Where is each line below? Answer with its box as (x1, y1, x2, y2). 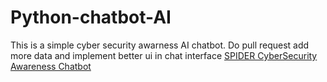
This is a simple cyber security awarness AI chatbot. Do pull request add (10, 39, 310, 51)
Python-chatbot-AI (10, 6, 172, 29)
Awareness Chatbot (10, 60, 92, 72)
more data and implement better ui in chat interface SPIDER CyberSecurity (10, 49, 318, 61)
